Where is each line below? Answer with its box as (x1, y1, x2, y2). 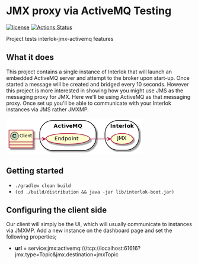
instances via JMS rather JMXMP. (6, 105, 89, 113)
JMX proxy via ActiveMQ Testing (6, 4, 172, 18)
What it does (6, 52, 55, 63)
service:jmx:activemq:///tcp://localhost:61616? (28, 244, 141, 252)
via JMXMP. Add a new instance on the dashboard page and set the (6, 227, 173, 234)
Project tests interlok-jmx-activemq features (6, 35, 114, 42)
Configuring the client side (6, 205, 107, 215)
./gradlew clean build (14, 182, 71, 189)
